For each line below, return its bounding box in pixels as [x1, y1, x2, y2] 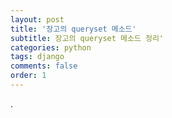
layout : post [10, 14, 65, 25]
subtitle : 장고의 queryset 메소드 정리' [10, 33, 165, 43]
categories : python [10, 42, 92, 53]
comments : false [10, 61, 78, 71]
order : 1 [10, 71, 47, 81]
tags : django [10, 52, 65, 62]
